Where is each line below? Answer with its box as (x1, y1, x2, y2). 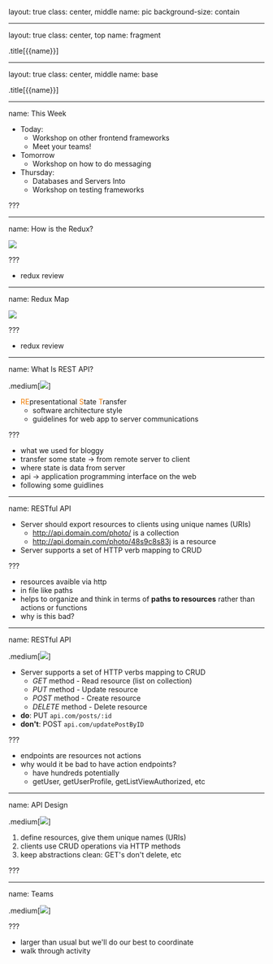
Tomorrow (19, 150, 55, 159)
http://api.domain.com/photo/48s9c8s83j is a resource (32, 537, 217, 546)
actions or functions (19, 603, 88, 613)
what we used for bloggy (19, 446, 104, 455)
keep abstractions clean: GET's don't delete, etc (19, 850, 182, 859)
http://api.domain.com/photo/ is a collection (32, 528, 180, 538)
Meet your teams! (32, 142, 92, 151)
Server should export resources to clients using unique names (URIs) (19, 520, 252, 529)
